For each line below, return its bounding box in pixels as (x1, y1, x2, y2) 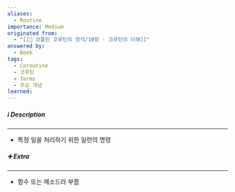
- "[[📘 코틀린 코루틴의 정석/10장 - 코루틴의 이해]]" (13, 36, 150, 43)
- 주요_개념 (13, 82, 43, 89)
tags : (7, 56, 23, 63)
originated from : (7, 29, 58, 37)
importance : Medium (7, 23, 64, 30)
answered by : (7, 43, 45, 50)
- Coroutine (13, 62, 49, 69)
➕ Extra (7, 152, 30, 161)
